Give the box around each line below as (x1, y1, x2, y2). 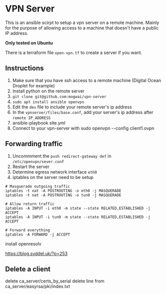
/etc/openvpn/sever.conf (12, 159, 64, 164)
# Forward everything (5, 227, 50, 232)
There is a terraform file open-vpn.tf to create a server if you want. (5, 49, 143, 55)
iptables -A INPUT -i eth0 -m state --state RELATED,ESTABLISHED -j (5, 205, 151, 210)
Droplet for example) (12, 82, 55, 88)
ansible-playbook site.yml (12, 119, 66, 125)
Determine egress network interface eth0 (12, 168, 97, 175)
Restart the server (12, 163, 50, 169)
